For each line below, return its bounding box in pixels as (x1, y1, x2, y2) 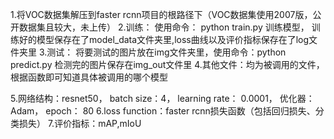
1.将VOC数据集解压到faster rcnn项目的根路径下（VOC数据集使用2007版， (10, 9, 313, 20)
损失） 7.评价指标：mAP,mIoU (18, 118, 142, 129)
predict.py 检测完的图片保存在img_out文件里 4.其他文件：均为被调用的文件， (10, 59, 325, 70)
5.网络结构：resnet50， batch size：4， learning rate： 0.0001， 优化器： (10, 93, 315, 104)
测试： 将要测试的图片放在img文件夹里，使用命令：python (46, 46, 287, 58)
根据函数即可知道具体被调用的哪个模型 (10, 71, 168, 83)
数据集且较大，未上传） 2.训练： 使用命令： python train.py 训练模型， (18, 21, 310, 33)
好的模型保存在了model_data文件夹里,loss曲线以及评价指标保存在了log (18, 34, 310, 45)
